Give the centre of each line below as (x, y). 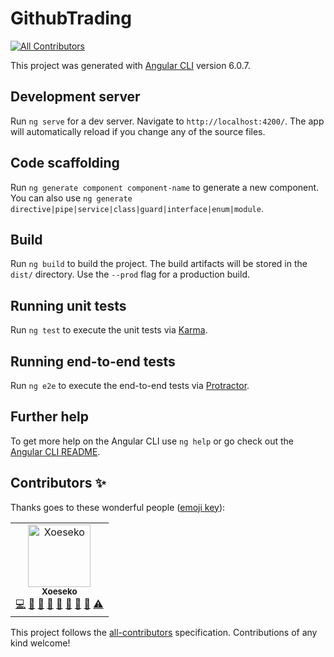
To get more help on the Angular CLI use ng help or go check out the (152, 441)
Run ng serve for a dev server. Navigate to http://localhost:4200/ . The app (167, 121)
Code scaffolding (65, 163)
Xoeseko (59, 591)
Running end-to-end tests (93, 361)
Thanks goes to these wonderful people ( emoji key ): (118, 507)
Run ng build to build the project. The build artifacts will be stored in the (159, 264)
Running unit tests (68, 305)
